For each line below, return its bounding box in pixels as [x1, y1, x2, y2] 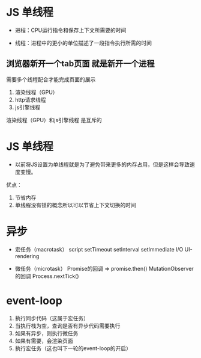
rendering [14, 252, 40, 259]
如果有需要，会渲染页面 [14, 337, 73, 344]
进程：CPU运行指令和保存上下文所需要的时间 [14, 26, 127, 34]
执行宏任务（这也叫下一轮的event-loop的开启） [14, 344, 132, 352]
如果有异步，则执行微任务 [14, 329, 79, 337]
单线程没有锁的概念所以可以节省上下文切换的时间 [14, 201, 136, 208]
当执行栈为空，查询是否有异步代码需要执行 [14, 322, 121, 329]
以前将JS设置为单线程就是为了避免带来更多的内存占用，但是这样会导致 [14, 161, 190, 168]
